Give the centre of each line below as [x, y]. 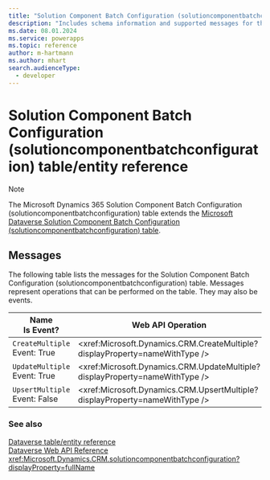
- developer [36, 76]
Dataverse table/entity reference [62, 441]
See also [25, 425]
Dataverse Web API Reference [58, 450]
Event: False [35, 399]
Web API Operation [169, 325]
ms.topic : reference [43, 46]
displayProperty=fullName [52, 467]
